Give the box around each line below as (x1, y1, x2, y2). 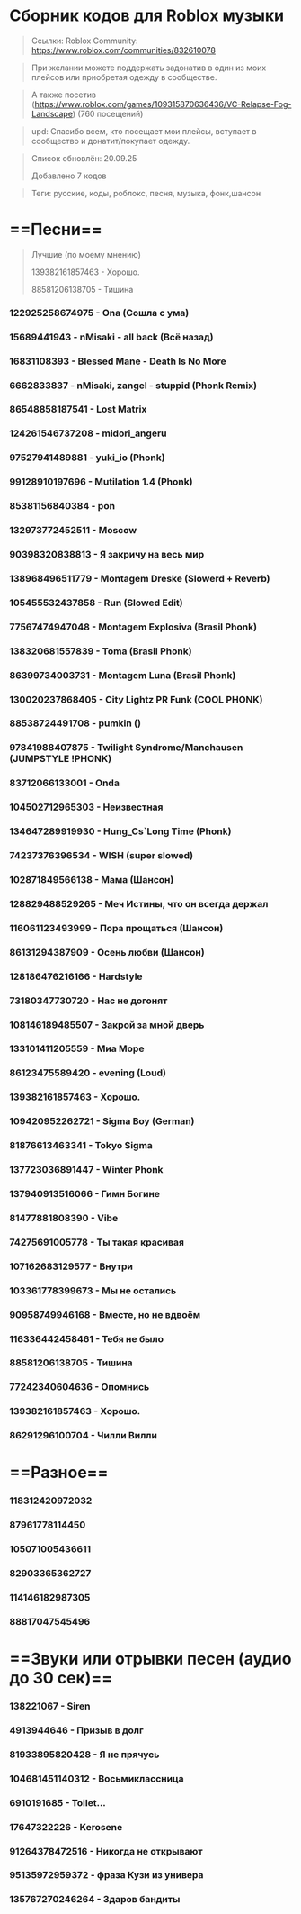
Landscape (31, 108, 74, 119)
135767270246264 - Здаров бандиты (9, 1893, 181, 1906)
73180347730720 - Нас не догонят (9, 994, 168, 1007)
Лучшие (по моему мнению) (31, 249, 142, 259)
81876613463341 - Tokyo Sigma (9, 1139, 153, 1152)
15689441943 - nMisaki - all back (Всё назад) (9, 331, 214, 343)
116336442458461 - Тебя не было (9, 1332, 164, 1345)
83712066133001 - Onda (9, 776, 120, 789)
